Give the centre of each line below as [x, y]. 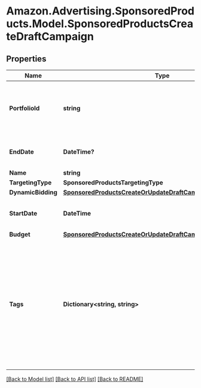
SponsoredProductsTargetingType [113, 183]
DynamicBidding [33, 192]
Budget [20, 234]
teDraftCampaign [50, 37]
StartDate [23, 213]
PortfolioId [25, 108]
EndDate [22, 152]
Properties [26, 59]
